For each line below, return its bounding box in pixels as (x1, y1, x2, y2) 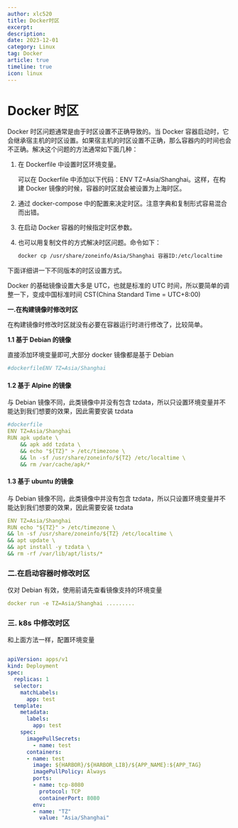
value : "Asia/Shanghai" (38, 815, 110, 822)
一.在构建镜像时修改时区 (7, 305, 78, 314)
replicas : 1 (13, 676, 50, 683)
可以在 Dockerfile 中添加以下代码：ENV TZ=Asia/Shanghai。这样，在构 (17, 175, 226, 184)
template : (13, 702, 43, 709)
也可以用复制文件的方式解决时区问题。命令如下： (17, 239, 161, 247)
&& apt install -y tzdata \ (7, 544, 91, 551)
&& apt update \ (7, 537, 55, 544)
